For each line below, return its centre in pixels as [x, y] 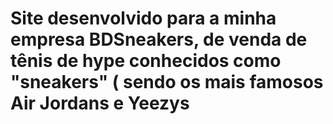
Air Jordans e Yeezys [100, 103]
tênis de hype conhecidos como [146, 61]
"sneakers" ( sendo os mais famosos [167, 82]
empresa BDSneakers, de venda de [159, 39]
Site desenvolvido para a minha [143, 18]
